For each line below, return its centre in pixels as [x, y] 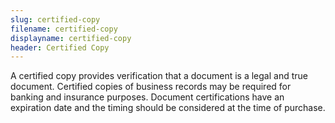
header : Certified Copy [60, 47]
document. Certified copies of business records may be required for [151, 87]
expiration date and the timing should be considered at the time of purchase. [168, 108]
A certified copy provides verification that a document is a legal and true [159, 76]
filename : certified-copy [64, 29]
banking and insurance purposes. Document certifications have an [147, 97]
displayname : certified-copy [71, 38]
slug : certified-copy [55, 19]
